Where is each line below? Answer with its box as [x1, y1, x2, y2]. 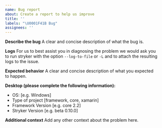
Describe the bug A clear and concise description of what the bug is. [5, 39, 144, 44]
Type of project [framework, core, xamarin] [12, 97, 99, 103]
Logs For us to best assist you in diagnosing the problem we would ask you [5, 48, 156, 54]
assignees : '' [5, 25, 34, 30]
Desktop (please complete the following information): [5, 83, 116, 88]
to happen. [5, 73, 27, 79]
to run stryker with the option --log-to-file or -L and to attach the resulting [5, 53, 158, 59]
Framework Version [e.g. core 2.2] [12, 103, 81, 108]
